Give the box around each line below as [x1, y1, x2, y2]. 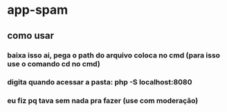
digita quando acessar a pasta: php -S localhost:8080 [7, 77, 192, 87]
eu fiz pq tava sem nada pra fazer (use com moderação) [7, 96, 199, 106]
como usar [7, 30, 54, 41]
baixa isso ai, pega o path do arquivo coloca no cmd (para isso [7, 50, 220, 60]
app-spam [7, 2, 69, 18]
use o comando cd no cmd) [7, 59, 100, 68]
